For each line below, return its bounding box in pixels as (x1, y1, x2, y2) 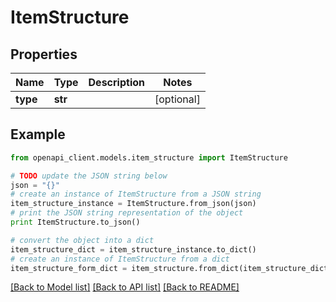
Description (88, 76, 145, 89)
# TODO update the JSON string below (10, 171, 168, 181)
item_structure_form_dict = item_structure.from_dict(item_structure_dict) (10, 263, 333, 273)
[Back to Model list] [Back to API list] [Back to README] (10, 281, 240, 293)
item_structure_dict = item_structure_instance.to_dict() (10, 244, 257, 255)
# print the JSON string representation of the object (10, 208, 244, 218)
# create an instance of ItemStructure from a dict (10, 254, 230, 264)
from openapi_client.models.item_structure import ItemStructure (10, 152, 288, 163)
